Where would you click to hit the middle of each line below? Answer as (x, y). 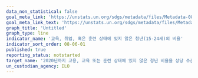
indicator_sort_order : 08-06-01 (46, 45)
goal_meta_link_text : (33, 22)
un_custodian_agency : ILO (38, 66)
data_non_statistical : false (42, 11)
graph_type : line (27, 33)
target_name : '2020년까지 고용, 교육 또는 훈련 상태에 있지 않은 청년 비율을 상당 (95, 60)
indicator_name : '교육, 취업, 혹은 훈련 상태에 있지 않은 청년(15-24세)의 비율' (95, 39)
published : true (26, 50)
